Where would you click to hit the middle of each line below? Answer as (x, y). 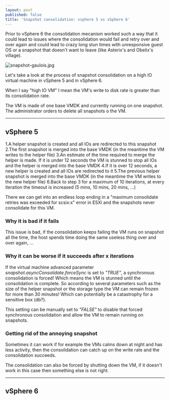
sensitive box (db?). (26, 299)
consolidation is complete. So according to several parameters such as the (83, 283)
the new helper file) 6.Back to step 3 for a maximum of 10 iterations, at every (85, 182)
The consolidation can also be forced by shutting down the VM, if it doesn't (84, 365)
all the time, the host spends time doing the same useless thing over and (81, 237)
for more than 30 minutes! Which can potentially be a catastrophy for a (79, 294)
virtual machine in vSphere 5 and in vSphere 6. (54, 81)
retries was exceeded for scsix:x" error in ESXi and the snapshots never (80, 203)
